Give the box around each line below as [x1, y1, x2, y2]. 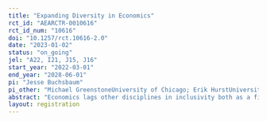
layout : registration [8, 100, 80, 108]
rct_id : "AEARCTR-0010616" [8, 19, 98, 27]
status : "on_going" [8, 49, 73, 57]
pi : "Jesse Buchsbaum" [8, 78, 83, 86]
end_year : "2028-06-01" [8, 71, 87, 79]
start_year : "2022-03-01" [8, 64, 94, 72]
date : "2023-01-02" [8, 41, 73, 49]
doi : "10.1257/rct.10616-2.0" [8, 33, 109, 42]
